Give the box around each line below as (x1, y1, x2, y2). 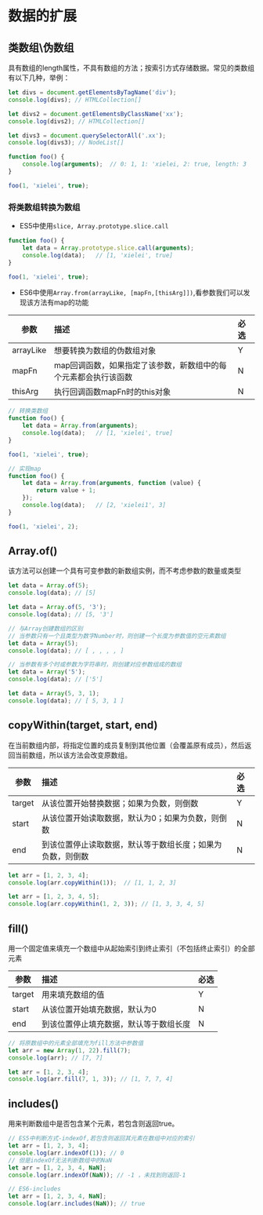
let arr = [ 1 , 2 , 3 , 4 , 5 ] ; (8, 892, 100, 901)
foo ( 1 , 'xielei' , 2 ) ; (8, 523, 79, 531)
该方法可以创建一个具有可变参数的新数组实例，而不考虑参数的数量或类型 (8, 566, 241, 575)
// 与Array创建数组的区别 (8, 625, 84, 633)
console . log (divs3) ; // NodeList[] (8, 139, 124, 147)
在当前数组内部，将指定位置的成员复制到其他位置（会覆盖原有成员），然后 (8, 740, 245, 750)
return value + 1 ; (36, 487, 96, 494)
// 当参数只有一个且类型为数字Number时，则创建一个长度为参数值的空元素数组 (8, 632, 226, 640)
